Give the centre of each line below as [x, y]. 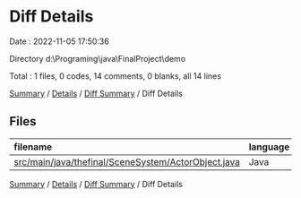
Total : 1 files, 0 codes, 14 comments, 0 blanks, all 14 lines [116, 76]
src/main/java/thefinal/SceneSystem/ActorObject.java [127, 161]
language [269, 147]
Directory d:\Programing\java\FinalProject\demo [98, 58]
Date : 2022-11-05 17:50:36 [59, 41]
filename [33, 147]
